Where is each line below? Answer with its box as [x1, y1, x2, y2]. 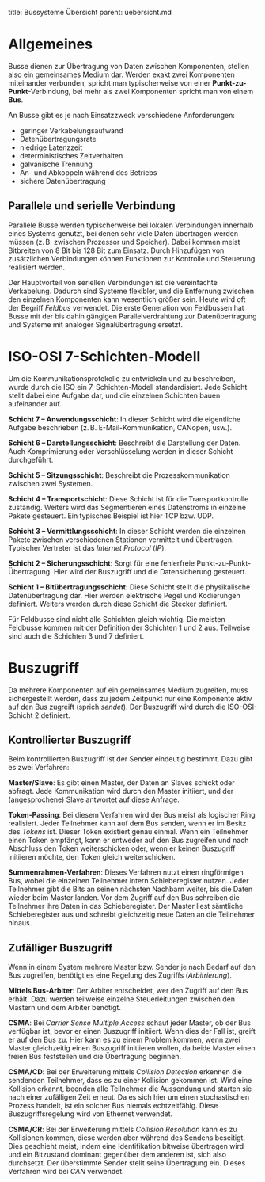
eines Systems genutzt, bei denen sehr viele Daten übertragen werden [8, 228, 239, 238]
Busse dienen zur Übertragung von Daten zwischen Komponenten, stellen [8, 61, 250, 71]
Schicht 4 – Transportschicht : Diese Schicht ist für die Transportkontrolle [8, 494, 249, 503]
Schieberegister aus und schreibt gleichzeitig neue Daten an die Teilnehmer [8, 909, 256, 919]
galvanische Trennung [19, 159, 93, 169]
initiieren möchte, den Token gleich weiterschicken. [8, 852, 176, 862]
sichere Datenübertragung [19, 176, 106, 185]
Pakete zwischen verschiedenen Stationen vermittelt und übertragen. [8, 535, 235, 544]
